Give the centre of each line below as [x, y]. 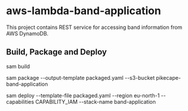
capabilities [20, 102]
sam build [18, 66]
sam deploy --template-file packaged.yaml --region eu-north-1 [83, 95]
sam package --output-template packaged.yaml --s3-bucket [81, 77]
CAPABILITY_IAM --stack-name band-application [95, 102]
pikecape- [168, 77]
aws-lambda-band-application [84, 11]
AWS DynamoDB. [27, 33]
